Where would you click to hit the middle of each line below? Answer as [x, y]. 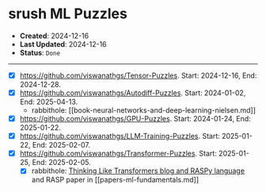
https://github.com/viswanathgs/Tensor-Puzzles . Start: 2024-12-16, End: [138, 75]
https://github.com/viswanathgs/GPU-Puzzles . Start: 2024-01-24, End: [135, 119]
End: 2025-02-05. [61, 163]
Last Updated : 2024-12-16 [63, 44]
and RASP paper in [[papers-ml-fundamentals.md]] [115, 180]
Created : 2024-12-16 [54, 36]
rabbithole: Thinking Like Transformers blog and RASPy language [138, 171]
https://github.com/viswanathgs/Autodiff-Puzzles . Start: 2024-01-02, [133, 93]
